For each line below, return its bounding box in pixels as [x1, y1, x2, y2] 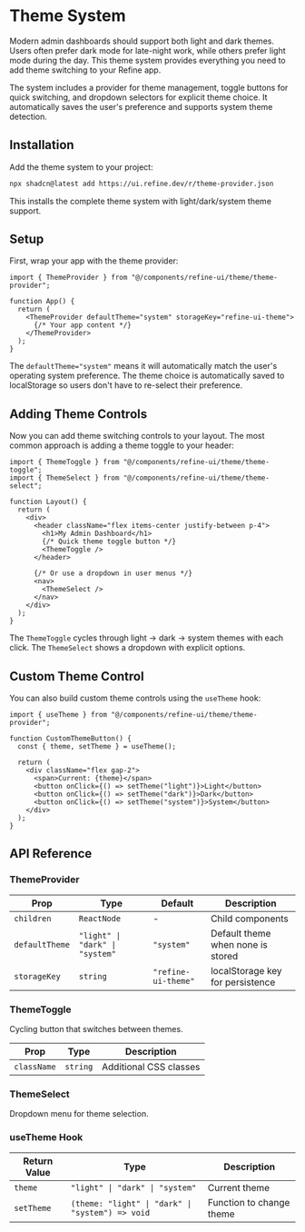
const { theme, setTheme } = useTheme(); [17, 742, 177, 751]
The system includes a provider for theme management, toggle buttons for [9, 82, 289, 93]
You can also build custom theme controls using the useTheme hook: [9, 692, 261, 704]
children [14, 913, 52, 923]
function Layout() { [9, 497, 88, 507]
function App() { [9, 297, 75, 306]
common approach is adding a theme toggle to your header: [9, 440, 234, 451]
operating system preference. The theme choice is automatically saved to [9, 370, 285, 382]
